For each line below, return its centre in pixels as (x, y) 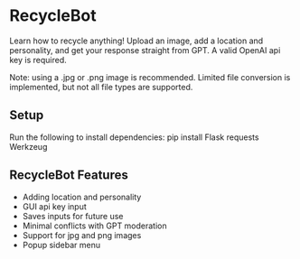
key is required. (38, 60)
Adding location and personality (82, 197)
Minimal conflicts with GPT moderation (94, 226)
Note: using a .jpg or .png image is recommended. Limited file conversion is (150, 77)
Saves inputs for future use (73, 216)
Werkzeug (28, 146)
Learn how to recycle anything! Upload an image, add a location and (136, 41)
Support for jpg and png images (82, 235)
